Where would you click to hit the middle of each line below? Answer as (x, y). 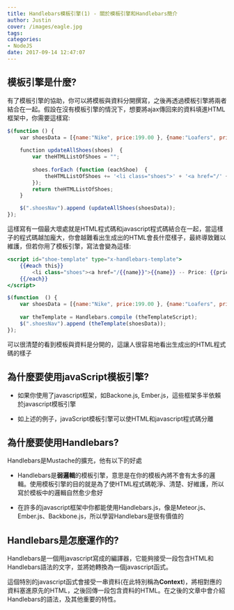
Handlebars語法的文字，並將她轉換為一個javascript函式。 (89, 567)
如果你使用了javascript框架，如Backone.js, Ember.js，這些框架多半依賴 (119, 395)
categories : (24, 40)
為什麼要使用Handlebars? (63, 442)
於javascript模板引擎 (47, 403)
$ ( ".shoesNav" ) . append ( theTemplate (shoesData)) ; (93, 323)
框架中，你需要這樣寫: (39, 118)
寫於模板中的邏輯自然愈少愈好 (60, 493)
